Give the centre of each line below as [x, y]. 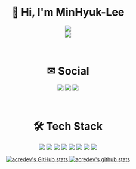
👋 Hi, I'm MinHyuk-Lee [68, 12]
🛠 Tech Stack [68, 126]
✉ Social [68, 71]
